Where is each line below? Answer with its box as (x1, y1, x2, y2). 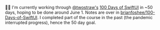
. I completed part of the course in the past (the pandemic (37, 15, 153, 20)
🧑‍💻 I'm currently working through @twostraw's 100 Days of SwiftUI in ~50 (5, 5, 153, 10)
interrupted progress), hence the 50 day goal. (5, 20, 96, 25)
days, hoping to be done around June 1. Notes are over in (5, 10, 120, 15)
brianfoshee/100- (120, 10, 155, 15)
